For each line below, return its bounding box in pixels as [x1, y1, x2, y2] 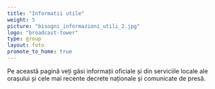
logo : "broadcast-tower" [7, 29, 79, 36]
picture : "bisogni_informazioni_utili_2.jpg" [7, 23, 140, 29]
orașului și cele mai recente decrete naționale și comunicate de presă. [7, 74, 206, 82]
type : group [7, 36, 41, 42]
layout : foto [7, 42, 45, 49]
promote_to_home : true [7, 49, 72, 55]
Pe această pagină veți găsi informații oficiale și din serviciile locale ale [7, 66, 208, 75]
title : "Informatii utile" [7, 10, 85, 17]
